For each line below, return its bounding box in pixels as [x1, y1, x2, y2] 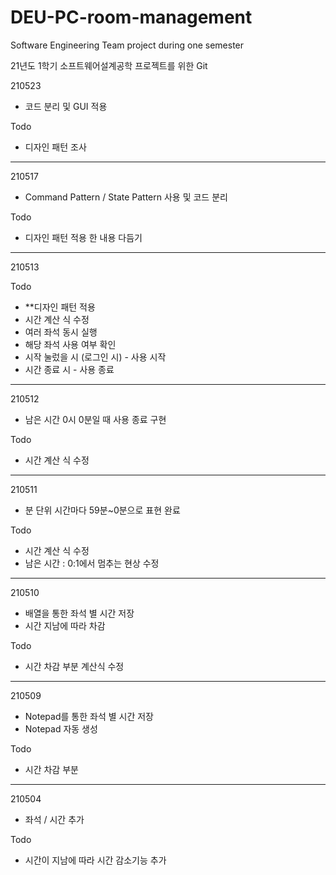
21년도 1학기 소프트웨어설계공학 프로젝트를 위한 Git [10, 59, 208, 71]
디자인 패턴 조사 [24, 141, 87, 153]
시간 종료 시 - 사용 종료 [24, 363, 115, 375]
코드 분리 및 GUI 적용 [24, 100, 108, 112]
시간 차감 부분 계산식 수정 [24, 660, 125, 672]
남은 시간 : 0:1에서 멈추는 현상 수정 [24, 557, 160, 569]
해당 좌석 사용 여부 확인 [24, 338, 117, 350]
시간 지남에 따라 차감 [24, 619, 106, 631]
